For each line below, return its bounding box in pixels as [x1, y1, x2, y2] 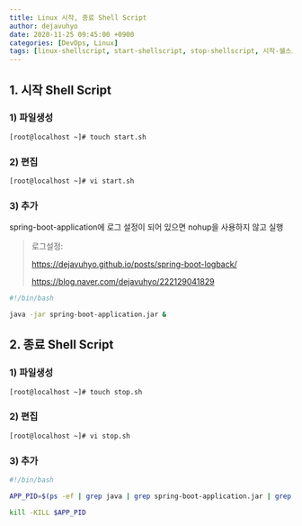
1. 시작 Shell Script [9, 82, 112, 97]
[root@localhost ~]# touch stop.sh [9, 387, 143, 396]
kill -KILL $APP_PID [9, 508, 87, 517]
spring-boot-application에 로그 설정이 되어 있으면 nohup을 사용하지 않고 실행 [9, 222, 284, 232]
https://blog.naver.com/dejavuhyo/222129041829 [31, 277, 215, 287]
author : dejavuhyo [9, 22, 78, 31]
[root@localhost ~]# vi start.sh [9, 177, 135, 186]
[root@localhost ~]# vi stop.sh [9, 431, 130, 440]
